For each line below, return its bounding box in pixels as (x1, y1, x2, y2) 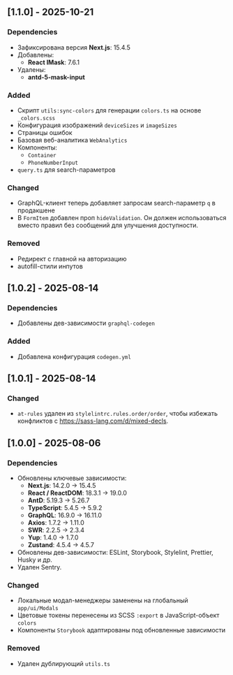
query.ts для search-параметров (17, 165, 116, 174)
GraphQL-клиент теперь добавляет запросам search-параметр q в (17, 199, 216, 208)
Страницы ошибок (17, 128, 73, 136)
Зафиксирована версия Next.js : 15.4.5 (17, 43, 130, 52)
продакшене (17, 206, 56, 215)
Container (27, 152, 57, 159)
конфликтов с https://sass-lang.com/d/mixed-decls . (17, 416, 169, 426)
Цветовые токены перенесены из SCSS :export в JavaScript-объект (17, 611, 220, 620)
